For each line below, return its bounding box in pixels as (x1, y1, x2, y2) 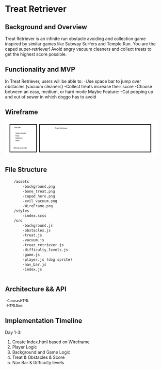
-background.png (22, 184, 55, 189)
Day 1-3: (5, 330, 22, 335)
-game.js (22, 252, 40, 257)
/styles (14, 208, 29, 213)
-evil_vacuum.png (22, 198, 57, 203)
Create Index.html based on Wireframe (12, 339, 90, 345)
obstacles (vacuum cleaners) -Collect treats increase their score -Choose (5, 83, 153, 89)
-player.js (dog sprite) (22, 257, 73, 262)
